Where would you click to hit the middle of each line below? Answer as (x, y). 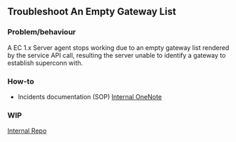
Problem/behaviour (42, 32)
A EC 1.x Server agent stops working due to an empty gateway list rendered (118, 47)
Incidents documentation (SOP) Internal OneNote (90, 96)
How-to (21, 81)
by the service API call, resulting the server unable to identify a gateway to (117, 55)
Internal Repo (27, 131)
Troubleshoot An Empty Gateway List (92, 12)
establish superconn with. (45, 63)
